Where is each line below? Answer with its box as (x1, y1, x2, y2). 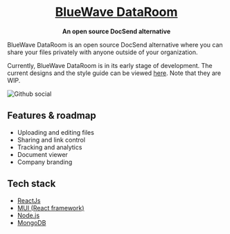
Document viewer (17, 150, 68, 158)
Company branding (17, 158, 73, 166)
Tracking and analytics (17, 143, 82, 151)
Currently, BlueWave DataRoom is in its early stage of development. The (7, 61, 213, 69)
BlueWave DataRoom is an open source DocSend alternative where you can (7, 40, 223, 49)
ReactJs (17, 196, 41, 205)
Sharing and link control (17, 135, 85, 144)
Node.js (17, 211, 40, 219)
